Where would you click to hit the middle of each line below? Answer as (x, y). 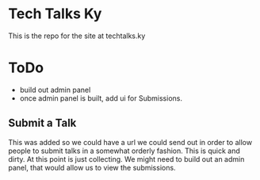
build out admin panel (55, 90)
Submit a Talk (42, 123)
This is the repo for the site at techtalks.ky (77, 36)
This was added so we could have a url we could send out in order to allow (130, 142)
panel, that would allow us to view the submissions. (92, 167)
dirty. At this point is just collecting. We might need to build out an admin (126, 159)
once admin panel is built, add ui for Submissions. (101, 98)
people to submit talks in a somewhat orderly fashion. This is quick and (124, 151)
